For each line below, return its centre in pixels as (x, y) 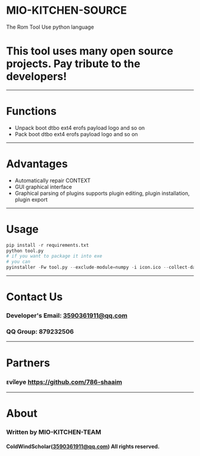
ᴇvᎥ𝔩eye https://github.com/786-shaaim (64, 382)
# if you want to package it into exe (54, 256)
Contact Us (35, 297)
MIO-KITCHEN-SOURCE (67, 10)
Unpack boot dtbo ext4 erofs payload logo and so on (80, 128)
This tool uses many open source (90, 51)
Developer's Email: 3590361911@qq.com (67, 316)
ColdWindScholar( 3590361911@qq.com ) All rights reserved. (83, 446)
